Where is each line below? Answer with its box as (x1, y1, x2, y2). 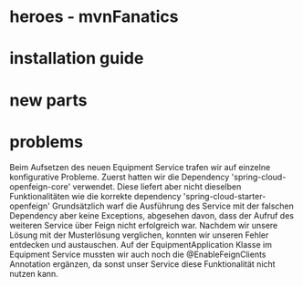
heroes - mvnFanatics (9, 6, 179, 27)
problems (9, 131, 84, 152)
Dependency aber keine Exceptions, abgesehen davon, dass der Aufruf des (9, 209, 295, 220)
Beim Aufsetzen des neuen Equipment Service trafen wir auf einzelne (9, 161, 271, 172)
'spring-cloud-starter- (183, 190, 266, 201)
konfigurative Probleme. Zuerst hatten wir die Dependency (9, 171, 230, 182)
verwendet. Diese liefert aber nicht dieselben (72, 180, 242, 192)
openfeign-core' (9, 180, 71, 192)
